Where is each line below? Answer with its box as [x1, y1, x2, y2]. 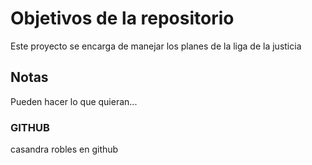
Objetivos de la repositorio [10, 7, 235, 30]
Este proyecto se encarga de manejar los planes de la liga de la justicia [10, 40, 302, 52]
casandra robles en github [10, 143, 119, 156]
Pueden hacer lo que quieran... [10, 95, 138, 107]
